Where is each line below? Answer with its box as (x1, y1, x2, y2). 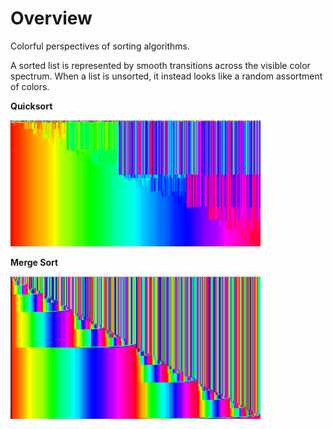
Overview (10, 7, 93, 30)
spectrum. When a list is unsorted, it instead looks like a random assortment (10, 70, 323, 82)
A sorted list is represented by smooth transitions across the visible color (10, 59, 311, 71)
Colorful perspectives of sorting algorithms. (10, 40, 190, 52)
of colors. (10, 80, 50, 92)
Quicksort (10, 100, 53, 112)
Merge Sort (10, 257, 59, 269)
